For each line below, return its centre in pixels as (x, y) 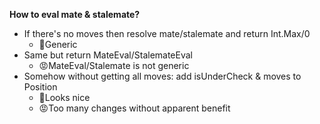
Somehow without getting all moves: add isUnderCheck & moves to (162, 76)
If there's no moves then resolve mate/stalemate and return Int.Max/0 (167, 33)
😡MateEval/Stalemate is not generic (114, 65)
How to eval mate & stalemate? (75, 14)
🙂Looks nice (64, 97)
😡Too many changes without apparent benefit (134, 108)
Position (40, 87)
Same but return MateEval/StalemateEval (108, 55)
